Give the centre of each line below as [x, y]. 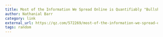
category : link [20, 18]
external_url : [19, 23]
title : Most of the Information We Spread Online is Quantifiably [73, 9]
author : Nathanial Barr [29, 14]
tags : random [18, 27]
